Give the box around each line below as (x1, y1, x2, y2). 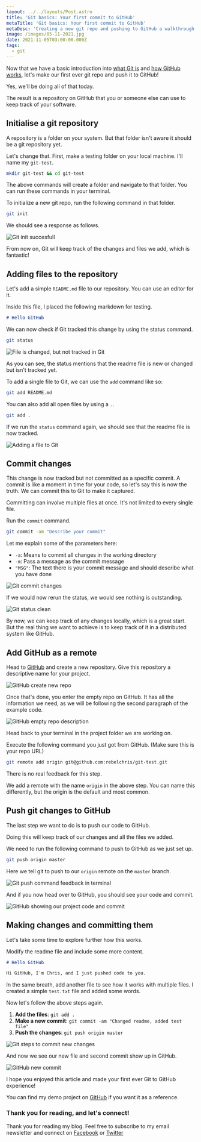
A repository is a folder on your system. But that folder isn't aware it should (6, 134, 192, 142)
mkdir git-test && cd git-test (6, 170, 85, 177)
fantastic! (6, 251, 29, 259)
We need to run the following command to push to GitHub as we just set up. (6, 845, 193, 852)
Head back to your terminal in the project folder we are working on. (6, 730, 172, 737)
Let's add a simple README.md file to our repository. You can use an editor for (6, 285, 194, 292)
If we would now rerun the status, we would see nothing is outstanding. (6, 594, 183, 601)
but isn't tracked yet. (6, 366, 58, 374)
